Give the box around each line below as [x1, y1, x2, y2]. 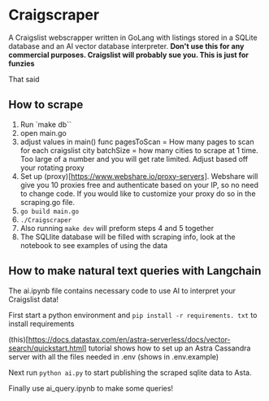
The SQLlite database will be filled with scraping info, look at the [20, 232, 236, 242]
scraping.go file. [20, 197, 76, 207]
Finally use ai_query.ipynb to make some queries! [8, 383, 173, 393]
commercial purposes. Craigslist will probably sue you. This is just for [8, 50, 249, 59]
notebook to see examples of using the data [20, 240, 168, 250]
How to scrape [8, 98, 84, 111]
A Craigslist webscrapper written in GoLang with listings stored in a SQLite [8, 33, 258, 42]
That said [8, 74, 40, 84]
